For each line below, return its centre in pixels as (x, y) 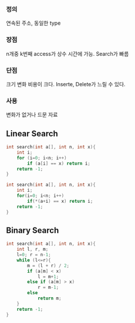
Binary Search (33, 230)
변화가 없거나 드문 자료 (32, 115)
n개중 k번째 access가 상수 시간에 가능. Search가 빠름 (67, 53)
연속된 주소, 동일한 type (33, 23)
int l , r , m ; (33, 249)
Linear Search (32, 133)
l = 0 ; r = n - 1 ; (34, 255)
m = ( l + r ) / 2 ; (48, 266)
